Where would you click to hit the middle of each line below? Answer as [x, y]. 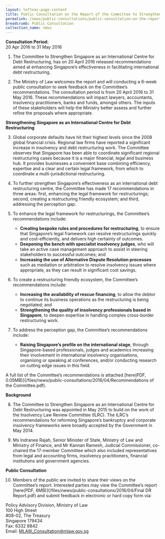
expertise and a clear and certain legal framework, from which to [78, 169]
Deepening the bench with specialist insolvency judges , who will [87, 244]
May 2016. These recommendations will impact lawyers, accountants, [83, 97]
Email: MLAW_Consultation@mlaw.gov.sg [47, 531]
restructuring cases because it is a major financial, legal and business [83, 158]
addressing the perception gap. [44, 204]
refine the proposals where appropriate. [53, 113]
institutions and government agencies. [51, 461]
